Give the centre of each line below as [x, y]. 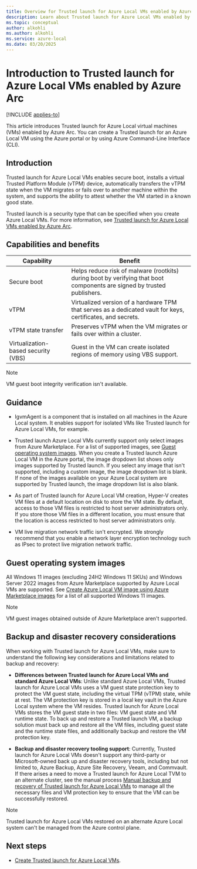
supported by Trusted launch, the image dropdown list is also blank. [96, 484]
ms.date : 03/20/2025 [31, 45]
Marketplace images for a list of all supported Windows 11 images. [86, 596]
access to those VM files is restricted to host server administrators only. [101, 508]
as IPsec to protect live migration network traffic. [74, 544]
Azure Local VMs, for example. [52, 429]
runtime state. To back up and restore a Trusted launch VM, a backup [98, 718]
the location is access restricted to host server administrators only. [95, 521]
